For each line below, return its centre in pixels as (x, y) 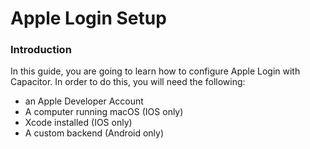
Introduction (41, 50)
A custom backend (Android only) (94, 133)
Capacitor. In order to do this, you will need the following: (128, 82)
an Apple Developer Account (84, 101)
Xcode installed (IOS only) (78, 123)
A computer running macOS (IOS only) (104, 112)
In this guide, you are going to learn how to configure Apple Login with (155, 71)
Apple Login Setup (88, 18)
